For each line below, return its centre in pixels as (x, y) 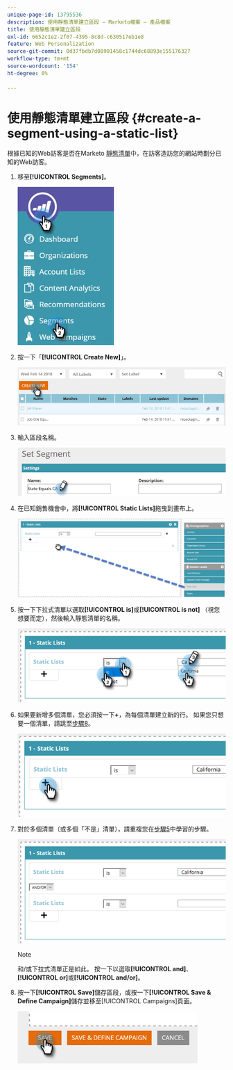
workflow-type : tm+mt (38, 59)
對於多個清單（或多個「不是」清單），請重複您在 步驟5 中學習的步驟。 (115, 829)
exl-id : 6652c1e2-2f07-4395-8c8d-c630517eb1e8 (76, 37)
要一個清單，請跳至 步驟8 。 (56, 723)
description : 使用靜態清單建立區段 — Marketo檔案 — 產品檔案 (89, 22)
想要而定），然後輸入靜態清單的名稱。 (70, 618)
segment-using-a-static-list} (93, 133)
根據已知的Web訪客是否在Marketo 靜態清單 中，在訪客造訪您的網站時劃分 (112, 154)
